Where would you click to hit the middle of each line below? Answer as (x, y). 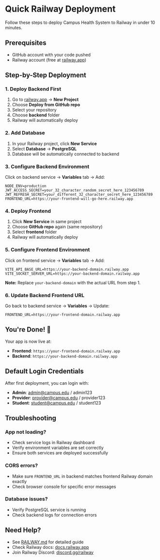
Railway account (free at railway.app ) (49, 60)
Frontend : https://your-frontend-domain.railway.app (66, 351)
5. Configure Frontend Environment (48, 250)
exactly (19, 481)
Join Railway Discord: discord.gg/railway (53, 552)
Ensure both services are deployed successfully (60, 453)
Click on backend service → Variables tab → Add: (55, 177)
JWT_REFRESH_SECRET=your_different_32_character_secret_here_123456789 (79, 195)
